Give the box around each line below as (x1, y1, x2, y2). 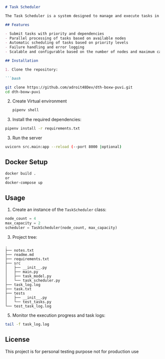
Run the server (12, 135, 43, 141)
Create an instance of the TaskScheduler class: (12, 206, 107, 213)
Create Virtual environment (12, 98, 67, 104)
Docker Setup (5, 158, 48, 166)
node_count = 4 (5, 216, 36, 221)
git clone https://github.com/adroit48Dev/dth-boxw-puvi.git (5, 85, 133, 90)
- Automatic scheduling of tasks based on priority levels (5, 40, 129, 45)
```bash (5, 76, 21, 81)
